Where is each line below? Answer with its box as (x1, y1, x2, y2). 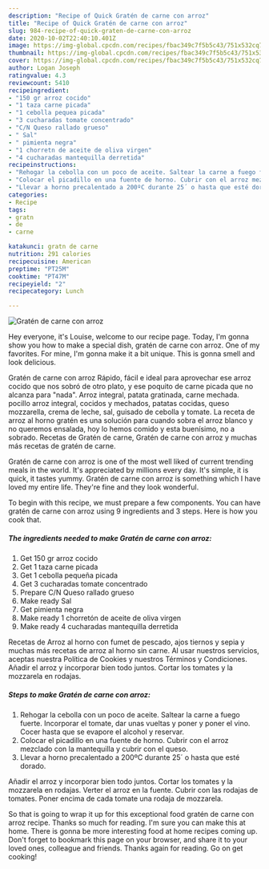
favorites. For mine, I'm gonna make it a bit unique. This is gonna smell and (8, 349, 255, 359)
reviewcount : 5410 (8, 79, 70, 87)
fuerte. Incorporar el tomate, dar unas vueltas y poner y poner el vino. (19, 719, 251, 729)
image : (8, 42, 30, 50)
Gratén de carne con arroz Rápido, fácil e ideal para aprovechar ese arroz (8, 373, 251, 383)
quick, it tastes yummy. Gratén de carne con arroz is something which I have (8, 474, 261, 484)
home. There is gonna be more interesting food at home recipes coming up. (8, 826, 258, 836)
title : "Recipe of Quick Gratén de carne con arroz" (8, 19, 188, 27)
